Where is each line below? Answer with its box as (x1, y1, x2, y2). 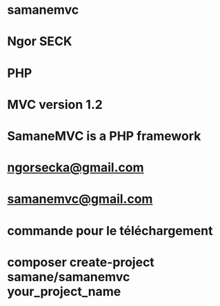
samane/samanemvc (7, 269, 130, 285)
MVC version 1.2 (7, 96, 103, 112)
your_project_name (7, 283, 121, 299)
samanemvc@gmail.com (7, 192, 153, 207)
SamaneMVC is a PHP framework (7, 128, 201, 143)
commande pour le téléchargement (7, 223, 213, 238)
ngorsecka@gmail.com (7, 160, 144, 176)
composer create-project (7, 254, 155, 270)
